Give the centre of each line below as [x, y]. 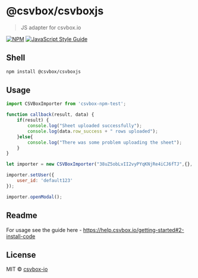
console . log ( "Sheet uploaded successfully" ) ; [85, 126]
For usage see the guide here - [44, 230]
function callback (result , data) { [50, 115]
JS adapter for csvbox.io [51, 27]
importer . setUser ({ [30, 175]
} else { [25, 137]
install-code [21, 236]
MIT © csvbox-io [27, 269]
